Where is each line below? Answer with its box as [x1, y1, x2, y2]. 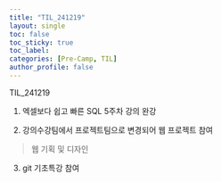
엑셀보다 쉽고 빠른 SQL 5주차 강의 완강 [21, 105, 157, 116]
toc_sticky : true [9, 37, 74, 47]
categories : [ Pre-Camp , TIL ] [9, 54, 118, 63]
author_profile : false [9, 63, 94, 72]
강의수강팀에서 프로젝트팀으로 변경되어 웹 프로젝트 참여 [21, 124, 214, 135]
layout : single [9, 21, 66, 30]
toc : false [9, 29, 50, 38]
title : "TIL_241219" [9, 12, 86, 22]
